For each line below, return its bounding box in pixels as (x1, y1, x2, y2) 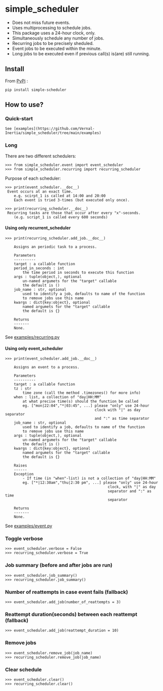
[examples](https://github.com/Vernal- (14, 126, 95, 131)
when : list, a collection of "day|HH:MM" (14, 395, 102, 400)
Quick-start (5, 115, 33, 122)
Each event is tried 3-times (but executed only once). (14, 197, 130, 202)
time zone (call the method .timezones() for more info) (22, 390, 141, 395)
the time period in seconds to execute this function (22, 270, 134, 275)
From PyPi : (5, 78, 28, 84)
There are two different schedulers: (5, 153, 77, 159)
